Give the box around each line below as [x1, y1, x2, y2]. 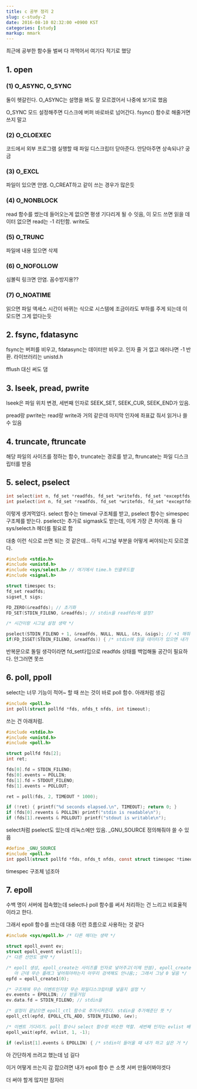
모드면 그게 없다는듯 [6, 312, 52, 320]
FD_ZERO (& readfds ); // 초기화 [6, 605, 76, 610]
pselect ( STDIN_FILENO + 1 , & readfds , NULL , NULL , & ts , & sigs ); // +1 [6, 631, 180, 637]
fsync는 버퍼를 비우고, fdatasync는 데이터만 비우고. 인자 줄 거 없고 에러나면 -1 [6, 346, 185, 353]
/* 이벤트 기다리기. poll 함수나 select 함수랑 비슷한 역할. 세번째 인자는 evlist [6, 1024, 184, 1030]
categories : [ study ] [6, 25, 57, 31]
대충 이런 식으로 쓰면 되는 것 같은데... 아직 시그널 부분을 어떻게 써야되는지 [6, 537, 173, 544]
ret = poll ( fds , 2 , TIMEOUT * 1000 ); [6, 793, 98, 799]
